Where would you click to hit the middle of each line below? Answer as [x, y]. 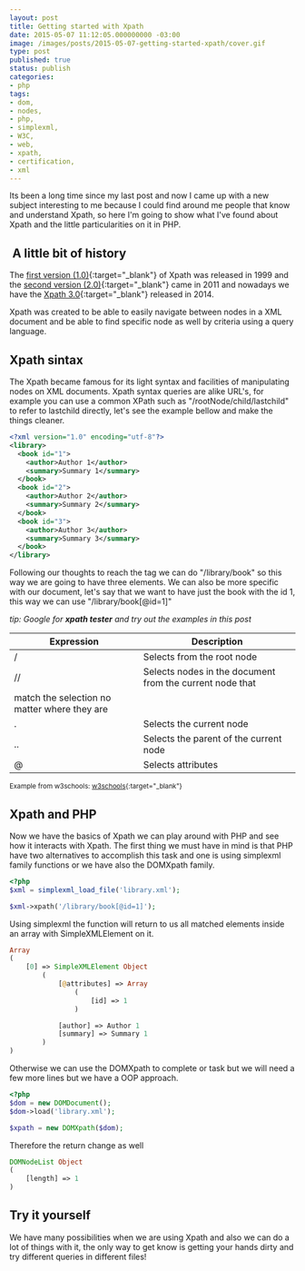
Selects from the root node [200, 657]
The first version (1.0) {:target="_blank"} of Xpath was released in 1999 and [149, 275]
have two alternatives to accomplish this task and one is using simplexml [145, 855]
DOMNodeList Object [46, 1162]
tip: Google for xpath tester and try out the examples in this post [130, 620]
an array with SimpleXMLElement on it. [82, 933]
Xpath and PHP [53, 814]
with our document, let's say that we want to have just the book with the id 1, [152, 592]
